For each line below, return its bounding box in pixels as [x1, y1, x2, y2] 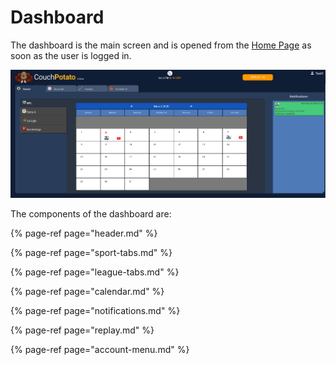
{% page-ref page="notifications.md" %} [10, 305, 181, 317]
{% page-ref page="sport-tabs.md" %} [10, 247, 173, 259]
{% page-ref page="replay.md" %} [10, 324, 155, 336]
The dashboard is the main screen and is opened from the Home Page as [10, 39, 312, 51]
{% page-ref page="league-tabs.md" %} [10, 266, 180, 278]
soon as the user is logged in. [10, 49, 132, 61]
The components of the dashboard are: [10, 208, 172, 220]
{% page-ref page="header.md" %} [10, 227, 158, 240]
